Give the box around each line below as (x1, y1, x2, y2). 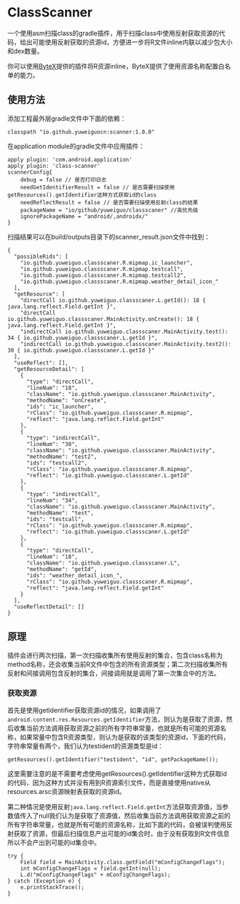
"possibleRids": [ (14, 253, 69, 260)
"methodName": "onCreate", (26, 397, 107, 404)
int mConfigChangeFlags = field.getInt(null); (20, 865, 161, 872)
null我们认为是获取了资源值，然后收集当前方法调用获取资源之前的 (38, 811, 231, 820)
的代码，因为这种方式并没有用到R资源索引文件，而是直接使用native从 (7, 778, 211, 787)
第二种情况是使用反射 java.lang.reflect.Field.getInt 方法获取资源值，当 (7, 802, 223, 811)
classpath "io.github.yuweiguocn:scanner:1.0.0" (7, 128, 155, 136)
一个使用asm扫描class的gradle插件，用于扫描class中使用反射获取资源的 (7, 29, 219, 37)
